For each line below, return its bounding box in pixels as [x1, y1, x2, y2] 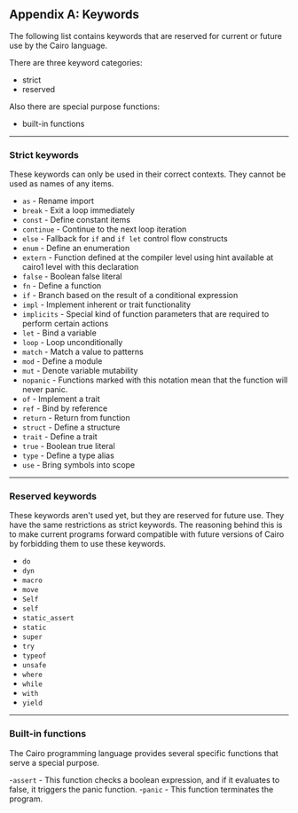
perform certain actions [21, 319, 109, 329]
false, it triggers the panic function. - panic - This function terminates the [9, 784, 274, 794]
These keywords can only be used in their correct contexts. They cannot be [9, 169, 286, 180]
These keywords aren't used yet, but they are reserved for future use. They [9, 510, 285, 521]
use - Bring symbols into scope [21, 460, 136, 470]
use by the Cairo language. [9, 40, 108, 51]
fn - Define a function [21, 280, 102, 291]
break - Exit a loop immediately [21, 205, 136, 216]
